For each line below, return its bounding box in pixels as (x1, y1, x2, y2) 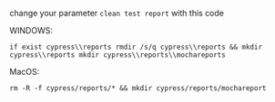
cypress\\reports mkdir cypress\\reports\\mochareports (9, 51, 226, 60)
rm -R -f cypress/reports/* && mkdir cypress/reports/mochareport (9, 84, 267, 93)
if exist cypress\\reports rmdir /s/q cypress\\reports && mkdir (9, 42, 262, 51)
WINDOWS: (9, 25, 53, 35)
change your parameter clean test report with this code (9, 8, 225, 18)
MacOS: (9, 67, 40, 77)
